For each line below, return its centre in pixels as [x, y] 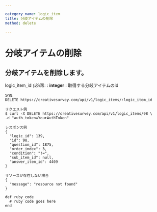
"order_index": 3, [28, 149]
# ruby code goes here [33, 202]
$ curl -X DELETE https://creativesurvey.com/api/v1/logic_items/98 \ [79, 114]
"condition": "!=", [29, 153]
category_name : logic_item [33, 14]
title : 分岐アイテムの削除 [29, 18]
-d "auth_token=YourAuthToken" [37, 118]
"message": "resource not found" [44, 185]
